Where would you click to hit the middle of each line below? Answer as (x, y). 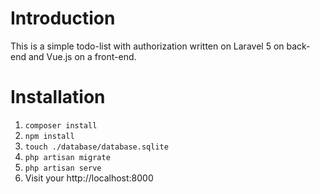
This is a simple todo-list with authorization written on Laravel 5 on (147, 46)
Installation (58, 97)
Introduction (63, 18)
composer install (61, 125)
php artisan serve (63, 168)
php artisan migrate (67, 157)
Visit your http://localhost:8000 (89, 178)
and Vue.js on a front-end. (82, 56)
